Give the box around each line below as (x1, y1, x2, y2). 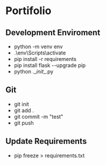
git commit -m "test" (13, 113, 64, 120)
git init (13, 100, 29, 107)
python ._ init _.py (13, 68, 54, 75)
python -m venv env (13, 43, 63, 50)
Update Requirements (5, 136, 87, 146)
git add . (13, 107, 35, 114)
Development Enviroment (5, 28, 101, 38)
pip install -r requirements (13, 56, 77, 62)
